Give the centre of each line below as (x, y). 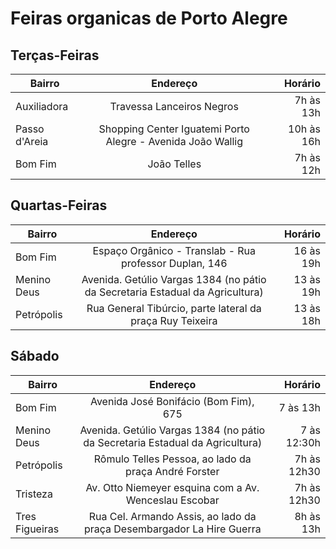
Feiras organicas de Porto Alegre (149, 18)
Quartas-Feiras (59, 205)
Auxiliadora (42, 106)
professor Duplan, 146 (174, 263)
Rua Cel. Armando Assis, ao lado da (172, 516)
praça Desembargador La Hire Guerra (172, 529)
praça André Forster (172, 471)
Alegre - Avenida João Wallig (174, 141)
